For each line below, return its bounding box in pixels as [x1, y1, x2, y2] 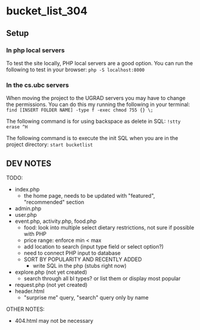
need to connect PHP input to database [23, 249, 121, 256]
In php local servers [6, 46, 65, 55]
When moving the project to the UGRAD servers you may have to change [6, 95, 186, 102]
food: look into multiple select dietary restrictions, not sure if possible [23, 223, 195, 231]
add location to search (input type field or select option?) [23, 243, 164, 250]
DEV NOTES [6, 158, 52, 168]
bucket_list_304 [6, 4, 88, 18]
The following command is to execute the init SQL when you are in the [6, 135, 179, 142]
